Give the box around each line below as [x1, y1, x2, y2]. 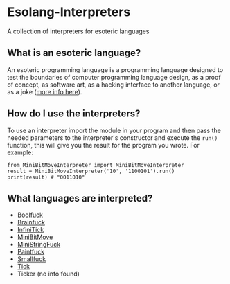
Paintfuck [17, 247, 45, 256]
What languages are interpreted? [7, 192, 153, 204]
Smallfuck [17, 255, 46, 263]
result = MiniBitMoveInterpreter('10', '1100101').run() [7, 168, 175, 175]
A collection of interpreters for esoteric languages [7, 27, 150, 35]
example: [7, 148, 33, 157]
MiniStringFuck [17, 240, 61, 249]
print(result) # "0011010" [7, 174, 85, 181]
